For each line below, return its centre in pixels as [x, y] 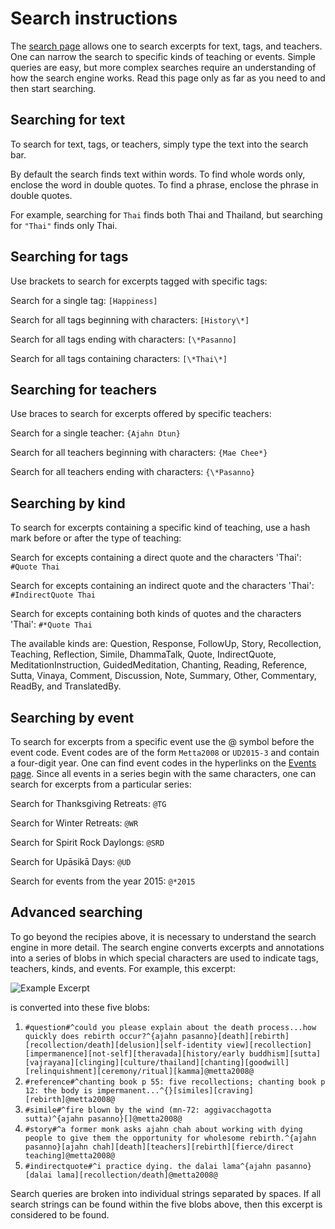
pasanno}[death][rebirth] [235, 1036]
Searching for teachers [84, 389]
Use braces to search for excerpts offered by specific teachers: [141, 414]
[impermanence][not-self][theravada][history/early [134, 1053]
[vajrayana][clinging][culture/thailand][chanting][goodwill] [157, 1062]
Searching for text [68, 120]
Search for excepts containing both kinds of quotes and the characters [156, 614]
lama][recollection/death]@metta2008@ [137, 1175]
